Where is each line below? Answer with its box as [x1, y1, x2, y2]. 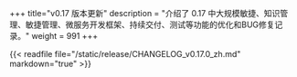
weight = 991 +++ [31, 31, 99, 41]
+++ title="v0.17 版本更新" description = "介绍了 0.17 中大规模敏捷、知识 [9, 8, 281, 18]
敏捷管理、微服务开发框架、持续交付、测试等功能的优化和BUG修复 [25, 19, 276, 30]
